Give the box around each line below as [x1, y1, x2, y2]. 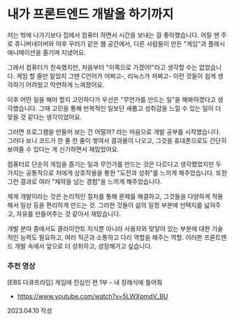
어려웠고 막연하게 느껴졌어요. [25, 80, 105, 89]
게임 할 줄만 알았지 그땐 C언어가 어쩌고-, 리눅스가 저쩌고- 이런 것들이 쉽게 [16, 71, 217, 80]
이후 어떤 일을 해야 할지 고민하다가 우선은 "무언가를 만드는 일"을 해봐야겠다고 [7, 95, 217, 103]
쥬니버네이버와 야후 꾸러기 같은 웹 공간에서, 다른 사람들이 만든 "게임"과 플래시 [14, 39, 226, 47]
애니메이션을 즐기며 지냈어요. [7, 48, 86, 57]
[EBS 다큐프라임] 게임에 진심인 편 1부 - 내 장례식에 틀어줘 [7, 278, 163, 287]
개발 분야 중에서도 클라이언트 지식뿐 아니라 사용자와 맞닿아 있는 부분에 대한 [7, 224, 211, 232]
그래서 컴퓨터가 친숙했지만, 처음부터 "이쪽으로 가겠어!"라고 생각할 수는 [7, 63, 198, 71]
